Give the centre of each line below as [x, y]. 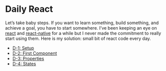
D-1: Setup [23, 48]
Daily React [29, 9]
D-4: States [24, 64]
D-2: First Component [35, 53]
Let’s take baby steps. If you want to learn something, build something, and [82, 23]
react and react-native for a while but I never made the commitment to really [83, 33]
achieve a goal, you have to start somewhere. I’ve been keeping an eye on [81, 28]
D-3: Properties [28, 58]
